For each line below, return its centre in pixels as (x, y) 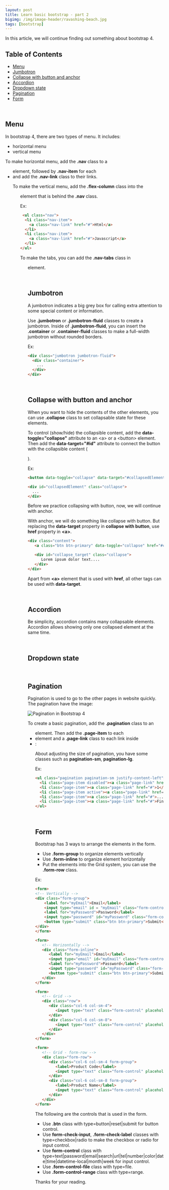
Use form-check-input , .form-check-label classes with (101, 1134)
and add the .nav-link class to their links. (55, 176)
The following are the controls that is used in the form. (91, 1114)
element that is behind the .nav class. (59, 196)
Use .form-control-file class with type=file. (88, 1167)
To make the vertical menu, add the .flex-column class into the (78, 186)
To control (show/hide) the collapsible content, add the (84, 433)
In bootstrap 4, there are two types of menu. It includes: (63, 136)
